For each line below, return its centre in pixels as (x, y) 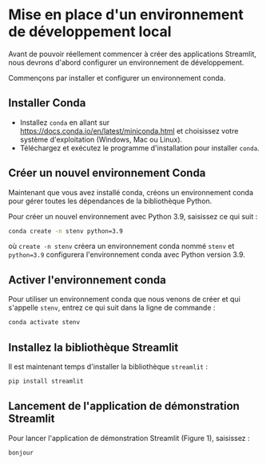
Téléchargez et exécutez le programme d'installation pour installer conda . (139, 148)
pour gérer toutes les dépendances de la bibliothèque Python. (110, 201)
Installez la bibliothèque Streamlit (93, 347)
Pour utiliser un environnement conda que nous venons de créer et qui (125, 299)
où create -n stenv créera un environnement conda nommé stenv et (121, 247)
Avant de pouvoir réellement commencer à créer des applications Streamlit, (133, 54)
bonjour (21, 453)
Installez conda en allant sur (65, 122)
